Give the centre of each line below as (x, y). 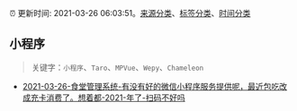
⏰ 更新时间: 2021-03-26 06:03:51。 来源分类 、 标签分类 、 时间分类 (130, 13)
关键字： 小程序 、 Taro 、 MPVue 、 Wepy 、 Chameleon (117, 67)
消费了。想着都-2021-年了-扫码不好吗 (116, 98)
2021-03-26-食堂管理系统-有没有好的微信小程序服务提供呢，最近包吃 (151, 86)
